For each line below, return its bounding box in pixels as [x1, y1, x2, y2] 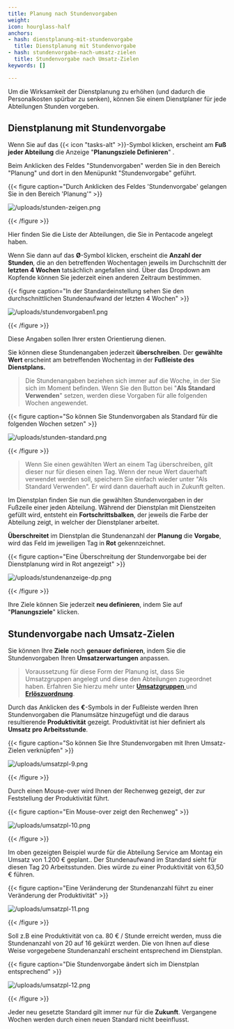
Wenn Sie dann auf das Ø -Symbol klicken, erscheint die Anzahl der [8, 252, 202, 260]
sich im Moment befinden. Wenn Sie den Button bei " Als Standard [24, 384, 215, 392]
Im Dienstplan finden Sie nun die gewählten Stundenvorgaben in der [8, 496, 204, 504]
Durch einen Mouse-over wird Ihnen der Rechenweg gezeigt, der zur [8, 787, 205, 795]
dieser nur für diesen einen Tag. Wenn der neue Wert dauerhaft [24, 467, 208, 476]
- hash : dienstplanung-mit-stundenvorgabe [8, 36, 133, 43]
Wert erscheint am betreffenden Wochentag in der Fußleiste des [8, 356, 194, 364]
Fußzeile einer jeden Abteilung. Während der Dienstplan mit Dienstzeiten [8, 503, 216, 512]
